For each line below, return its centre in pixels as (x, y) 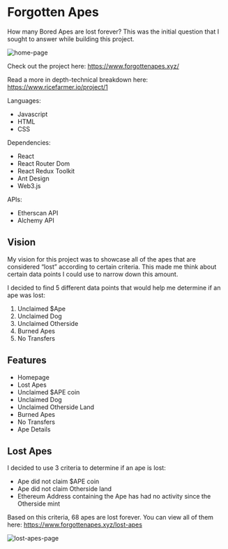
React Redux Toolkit (46, 171)
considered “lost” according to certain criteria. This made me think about (112, 266)
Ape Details (34, 429)
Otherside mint (39, 504)
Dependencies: (29, 142)
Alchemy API (36, 220)
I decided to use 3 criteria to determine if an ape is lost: (86, 468)
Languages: (24, 100)
